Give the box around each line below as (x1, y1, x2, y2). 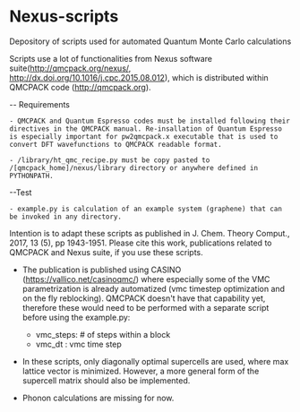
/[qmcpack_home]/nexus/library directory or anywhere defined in (9, 163, 258, 172)
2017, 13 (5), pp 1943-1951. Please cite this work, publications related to (9, 237, 272, 248)
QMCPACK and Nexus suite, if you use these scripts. (9, 246, 203, 257)
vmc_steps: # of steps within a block (35, 329, 171, 339)
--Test (9, 186, 32, 198)
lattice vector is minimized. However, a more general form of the (21, 365, 260, 376)
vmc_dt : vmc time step (35, 339, 123, 349)
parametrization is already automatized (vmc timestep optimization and (21, 283, 285, 294)
